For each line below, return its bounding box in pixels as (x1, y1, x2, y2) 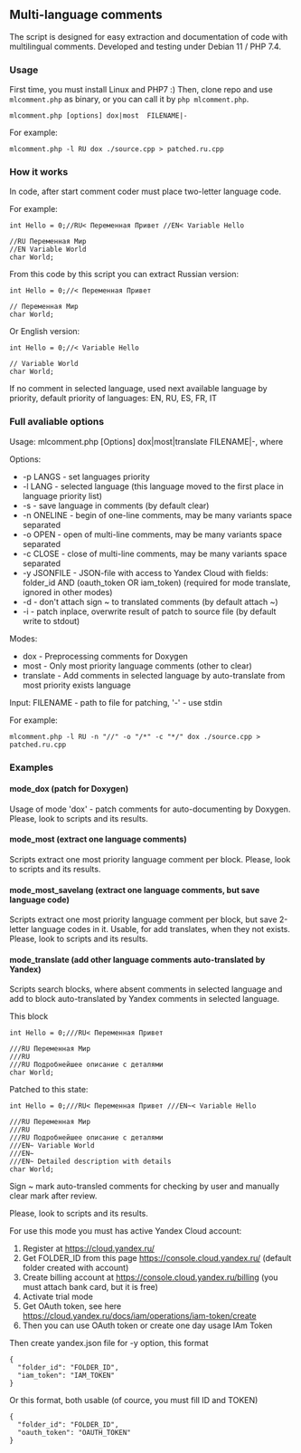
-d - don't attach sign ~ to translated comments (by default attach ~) (22, 596, 278, 607)
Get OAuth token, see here (22, 1301, 122, 1312)
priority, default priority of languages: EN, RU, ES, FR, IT (9, 393, 217, 404)
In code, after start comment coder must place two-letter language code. (9, 186, 282, 197)
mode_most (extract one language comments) (9, 833, 187, 845)
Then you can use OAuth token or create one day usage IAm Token (22, 1320, 273, 1331)
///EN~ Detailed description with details (9, 1157, 172, 1167)
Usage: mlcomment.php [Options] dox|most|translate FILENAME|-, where (9, 436, 284, 447)
